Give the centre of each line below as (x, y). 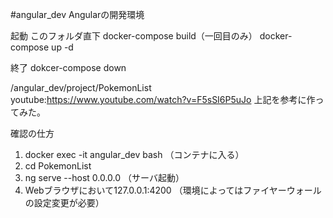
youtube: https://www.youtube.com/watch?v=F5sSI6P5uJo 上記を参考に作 (163, 99)
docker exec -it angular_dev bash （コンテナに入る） (134, 154)
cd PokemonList (58, 166)
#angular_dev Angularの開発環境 (77, 14)
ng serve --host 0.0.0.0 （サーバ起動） (104, 177)
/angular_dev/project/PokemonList (81, 87)
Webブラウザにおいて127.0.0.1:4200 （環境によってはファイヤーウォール (173, 190)
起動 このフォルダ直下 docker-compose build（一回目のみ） (134, 36)
